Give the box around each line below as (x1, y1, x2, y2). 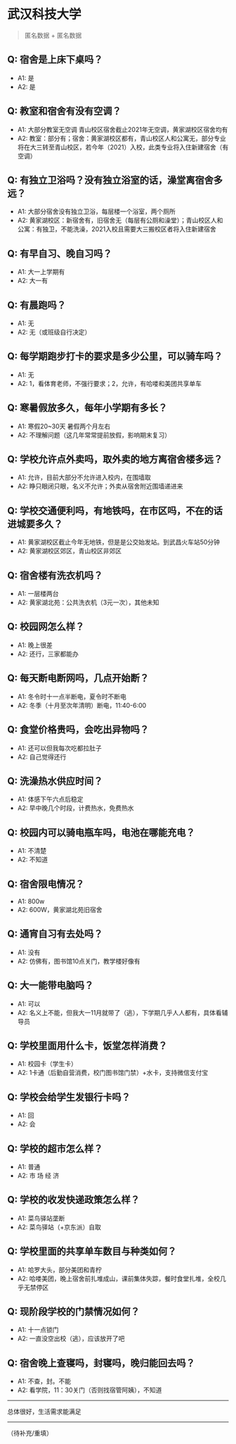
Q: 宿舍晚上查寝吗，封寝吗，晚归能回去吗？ (7, 1357, 195, 1369)
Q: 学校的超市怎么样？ (7, 1143, 103, 1154)
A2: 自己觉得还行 (17, 752, 67, 761)
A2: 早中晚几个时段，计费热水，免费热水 (17, 804, 134, 812)
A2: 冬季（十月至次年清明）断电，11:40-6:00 (17, 701, 147, 709)
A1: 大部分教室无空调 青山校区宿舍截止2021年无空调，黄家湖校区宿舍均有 (17, 125, 228, 134)
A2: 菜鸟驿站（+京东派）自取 (17, 1223, 102, 1231)
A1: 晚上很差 (17, 640, 53, 649)
